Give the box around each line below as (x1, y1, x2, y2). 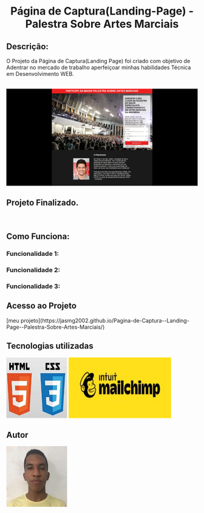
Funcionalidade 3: (6, 282, 61, 290)
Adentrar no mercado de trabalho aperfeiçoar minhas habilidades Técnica (6, 64, 191, 71)
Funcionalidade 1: (6, 250, 59, 258)
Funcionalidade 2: (6, 266, 61, 274)
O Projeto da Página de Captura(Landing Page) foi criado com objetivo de (6, 58, 191, 64)
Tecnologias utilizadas (6, 341, 93, 351)
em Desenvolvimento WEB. (6, 70, 74, 77)
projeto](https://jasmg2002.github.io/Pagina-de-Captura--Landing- (20, 317, 189, 324)
